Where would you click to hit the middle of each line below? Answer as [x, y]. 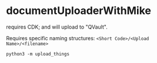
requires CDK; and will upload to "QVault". [57, 27]
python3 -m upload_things [38, 54]
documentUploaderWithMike [79, 11]
